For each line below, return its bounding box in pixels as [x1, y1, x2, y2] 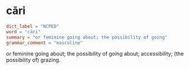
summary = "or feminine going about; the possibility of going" [6, 34, 168, 40]
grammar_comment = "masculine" [6, 40, 83, 46]
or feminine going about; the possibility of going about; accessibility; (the [6, 50, 184, 57]
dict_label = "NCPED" [6, 23, 60, 29]
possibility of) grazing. [6, 57, 61, 64]
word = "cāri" [6, 29, 41, 34]
